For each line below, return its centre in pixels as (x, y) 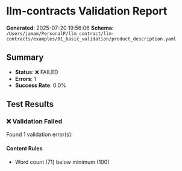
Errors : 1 (26, 79)
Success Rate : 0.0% (40, 85)
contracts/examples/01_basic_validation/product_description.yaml (91, 39)
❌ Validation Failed (34, 121)
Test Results (30, 104)
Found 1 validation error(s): (40, 135)
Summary (25, 58)
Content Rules (25, 149)
